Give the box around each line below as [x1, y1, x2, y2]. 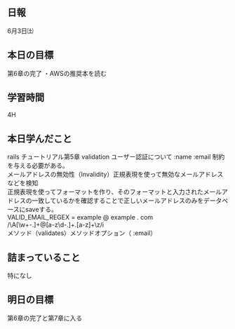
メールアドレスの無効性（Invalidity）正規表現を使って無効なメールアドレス [7, 170, 224, 179]
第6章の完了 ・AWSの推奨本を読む [7, 69, 107, 77]
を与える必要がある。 [7, 161, 69, 170]
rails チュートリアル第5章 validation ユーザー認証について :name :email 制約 [7, 153, 225, 161]
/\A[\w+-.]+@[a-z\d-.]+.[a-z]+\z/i [7, 220, 104, 229]
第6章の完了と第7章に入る [7, 314, 83, 322]
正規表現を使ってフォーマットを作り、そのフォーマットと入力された [7, 188, 203, 196]
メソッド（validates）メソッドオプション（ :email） [7, 229, 156, 237]
